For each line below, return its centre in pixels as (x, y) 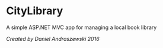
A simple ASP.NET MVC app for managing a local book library (81, 27)
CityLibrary (35, 11)
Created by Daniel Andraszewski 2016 (53, 39)
